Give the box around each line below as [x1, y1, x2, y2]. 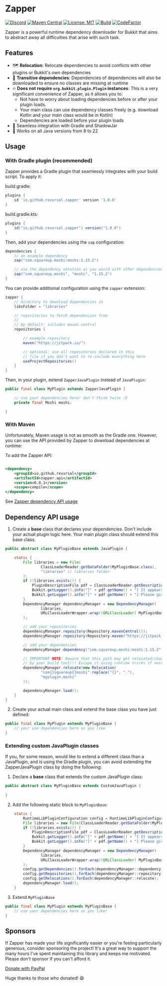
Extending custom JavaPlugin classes [5, 742, 99, 749]
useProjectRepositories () [23, 359, 77, 363]
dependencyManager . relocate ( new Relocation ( [23, 665, 117, 670]
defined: [12, 712, 30, 717]
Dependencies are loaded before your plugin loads [19, 117, 124, 123]
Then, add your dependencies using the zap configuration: [5, 239, 125, 245]
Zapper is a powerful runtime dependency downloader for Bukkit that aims [5, 29, 158, 35]
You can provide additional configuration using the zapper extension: [5, 285, 146, 291]
